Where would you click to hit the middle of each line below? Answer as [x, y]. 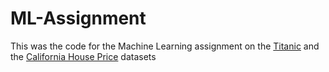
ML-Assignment [78, 18]
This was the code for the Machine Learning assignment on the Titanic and [165, 46]
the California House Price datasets [83, 56]
